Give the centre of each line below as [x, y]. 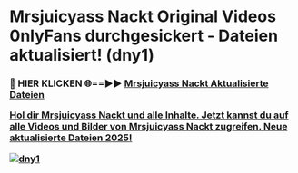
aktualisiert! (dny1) [82, 55]
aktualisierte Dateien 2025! [71, 138]
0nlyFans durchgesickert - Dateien [144, 36]
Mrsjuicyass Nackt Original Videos [143, 17]
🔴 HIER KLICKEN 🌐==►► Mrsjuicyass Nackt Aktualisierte [139, 83]
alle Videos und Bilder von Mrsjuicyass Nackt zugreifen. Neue [149, 127]
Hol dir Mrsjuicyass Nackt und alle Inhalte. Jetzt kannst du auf [149, 115]
